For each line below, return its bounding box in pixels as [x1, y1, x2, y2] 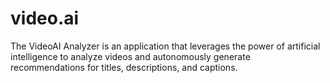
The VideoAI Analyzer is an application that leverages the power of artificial [10, 40, 321, 52]
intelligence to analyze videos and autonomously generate [10, 50, 251, 62]
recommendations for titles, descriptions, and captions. [10, 61, 238, 73]
